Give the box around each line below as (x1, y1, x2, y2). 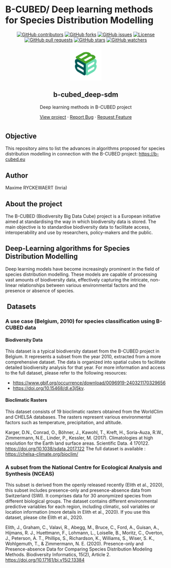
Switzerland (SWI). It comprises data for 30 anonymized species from (5, 492, 152, 498)
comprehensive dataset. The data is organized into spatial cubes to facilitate (5, 359, 166, 365)
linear (5, 282, 17, 288)
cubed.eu (5, 156, 26, 162)
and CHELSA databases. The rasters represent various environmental (5, 413, 152, 420)
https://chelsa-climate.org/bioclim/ (5, 451, 79, 457)
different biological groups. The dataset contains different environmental (5, 498, 158, 504)
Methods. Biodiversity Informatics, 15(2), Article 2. (5, 551, 111, 557)
